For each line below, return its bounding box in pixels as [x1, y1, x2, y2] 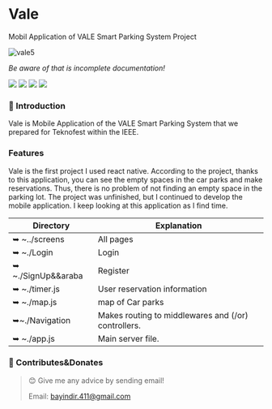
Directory [32, 220, 70, 231]
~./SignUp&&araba [12, 269, 83, 281]
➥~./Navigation [12, 314, 71, 325]
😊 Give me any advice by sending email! [28, 375, 164, 385]
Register [97, 265, 130, 276]
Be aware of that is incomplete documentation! [8, 62, 166, 73]
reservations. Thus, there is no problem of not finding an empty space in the [8, 183, 263, 193]
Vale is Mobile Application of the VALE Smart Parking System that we [8, 118, 239, 128]
